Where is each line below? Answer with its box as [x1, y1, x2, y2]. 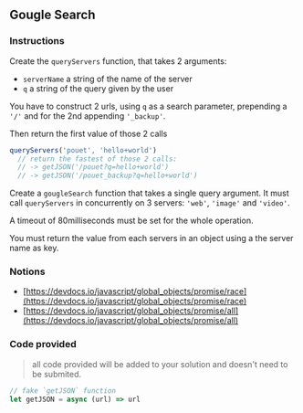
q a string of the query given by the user [22, 82, 174, 94]
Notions [9, 265, 46, 278]
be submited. [31, 368, 82, 379]
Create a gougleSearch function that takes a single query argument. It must [9, 187, 289, 199]
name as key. [9, 242, 59, 254]
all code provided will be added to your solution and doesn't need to [31, 358, 288, 369]
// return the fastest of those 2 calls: [17, 154, 178, 164]
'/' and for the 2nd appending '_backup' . [9, 110, 166, 122]
